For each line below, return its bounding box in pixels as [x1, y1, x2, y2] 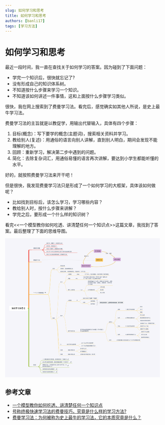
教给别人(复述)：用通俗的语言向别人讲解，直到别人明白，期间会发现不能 [12, 137, 158, 143]
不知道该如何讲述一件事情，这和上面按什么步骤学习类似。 [12, 93, 129, 99]
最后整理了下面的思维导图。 [13, 228, 70, 234]
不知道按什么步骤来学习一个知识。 [12, 87, 82, 93]
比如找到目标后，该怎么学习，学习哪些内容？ [12, 199, 103, 205]
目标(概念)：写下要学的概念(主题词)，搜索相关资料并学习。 [12, 131, 131, 137]
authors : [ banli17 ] [5, 18, 45, 23]
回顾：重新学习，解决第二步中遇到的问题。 [12, 149, 99, 155]
